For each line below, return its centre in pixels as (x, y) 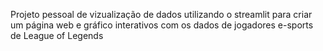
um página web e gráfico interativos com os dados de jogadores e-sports (162, 25)
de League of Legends (57, 35)
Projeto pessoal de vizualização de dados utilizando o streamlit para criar (161, 14)
